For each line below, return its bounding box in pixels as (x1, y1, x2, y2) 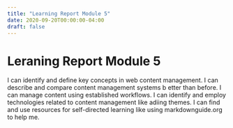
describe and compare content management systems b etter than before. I (7, 83, 222, 92)
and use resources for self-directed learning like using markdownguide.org (7, 106, 223, 114)
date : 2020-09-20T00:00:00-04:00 (7, 17, 105, 24)
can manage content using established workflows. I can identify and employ (7, 91, 227, 99)
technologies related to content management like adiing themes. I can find (7, 98, 220, 106)
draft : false (7, 23, 45, 30)
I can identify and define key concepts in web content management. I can (7, 76, 218, 84)
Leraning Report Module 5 (7, 53, 161, 69)
